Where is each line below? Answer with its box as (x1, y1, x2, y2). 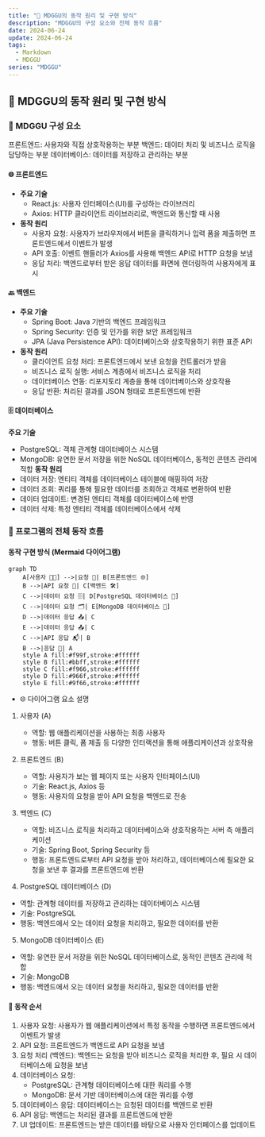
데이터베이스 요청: (19, 1070, 75, 1080)
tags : (8, 41, 26, 49)
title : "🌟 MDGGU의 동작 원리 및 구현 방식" (8, 11, 137, 20)
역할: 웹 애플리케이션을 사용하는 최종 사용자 (31, 728, 166, 738)
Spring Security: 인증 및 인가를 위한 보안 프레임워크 (31, 326, 193, 336)
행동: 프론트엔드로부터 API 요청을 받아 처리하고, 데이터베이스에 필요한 (31, 855, 247, 865)
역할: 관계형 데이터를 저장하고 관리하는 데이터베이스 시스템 (19, 899, 201, 908)
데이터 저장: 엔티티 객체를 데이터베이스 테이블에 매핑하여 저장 (19, 474, 209, 484)
